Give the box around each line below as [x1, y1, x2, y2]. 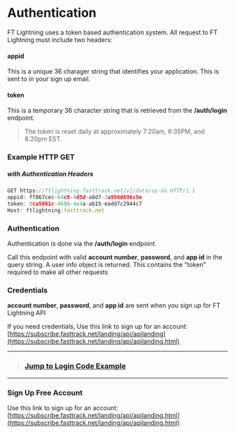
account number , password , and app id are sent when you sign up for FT [7, 301, 221, 310]
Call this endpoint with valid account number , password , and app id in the [7, 253, 222, 262]
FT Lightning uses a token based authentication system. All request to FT [7, 28, 218, 36]
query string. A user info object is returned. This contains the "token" [7, 261, 206, 269]
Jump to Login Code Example [24, 361, 126, 371]
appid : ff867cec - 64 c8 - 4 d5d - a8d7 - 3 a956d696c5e [7, 194, 142, 201]
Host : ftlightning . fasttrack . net [7, 207, 105, 214]
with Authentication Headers [7, 170, 94, 178]
